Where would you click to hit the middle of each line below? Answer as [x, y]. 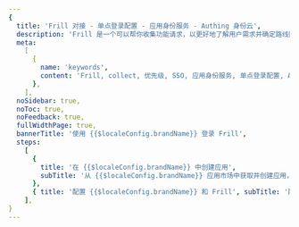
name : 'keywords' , [75, 68]
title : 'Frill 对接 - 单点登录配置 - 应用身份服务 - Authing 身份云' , [139, 26]
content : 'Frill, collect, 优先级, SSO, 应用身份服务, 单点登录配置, [162, 76]
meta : [27, 42]
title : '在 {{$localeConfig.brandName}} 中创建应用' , [138, 167]
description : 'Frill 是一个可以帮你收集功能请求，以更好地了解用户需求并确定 [146, 34]
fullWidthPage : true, [57, 126]
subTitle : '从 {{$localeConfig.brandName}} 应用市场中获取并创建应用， [167, 175]
